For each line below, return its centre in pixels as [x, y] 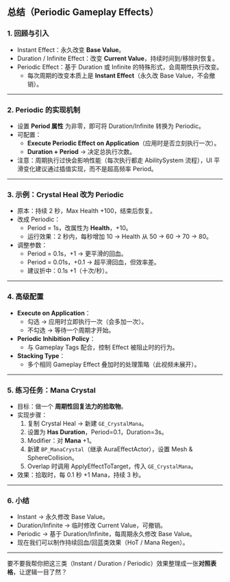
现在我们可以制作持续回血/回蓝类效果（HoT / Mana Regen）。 [103, 542]
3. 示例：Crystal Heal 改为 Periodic [66, 194]
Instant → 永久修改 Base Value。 [63, 517]
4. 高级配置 [25, 296]
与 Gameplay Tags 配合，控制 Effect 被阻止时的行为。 [103, 347]
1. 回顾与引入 [28, 34]
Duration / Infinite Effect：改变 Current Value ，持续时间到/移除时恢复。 [118, 58]
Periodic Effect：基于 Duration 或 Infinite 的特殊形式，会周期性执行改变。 [120, 66]
